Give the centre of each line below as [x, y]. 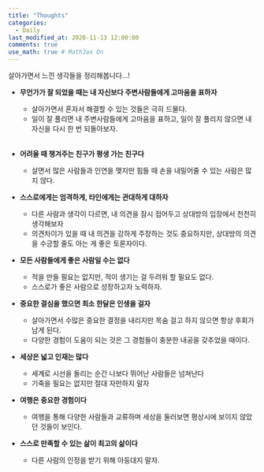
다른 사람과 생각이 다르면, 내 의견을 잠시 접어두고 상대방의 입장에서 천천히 [144, 214]
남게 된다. [46, 330]
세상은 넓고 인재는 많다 [54, 357]
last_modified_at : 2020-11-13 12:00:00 [74, 37]
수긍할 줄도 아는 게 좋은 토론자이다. [93, 243]
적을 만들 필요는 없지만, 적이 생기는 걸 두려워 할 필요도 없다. [123, 277]
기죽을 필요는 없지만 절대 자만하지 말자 [90, 383]
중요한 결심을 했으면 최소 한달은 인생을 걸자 [85, 303]
